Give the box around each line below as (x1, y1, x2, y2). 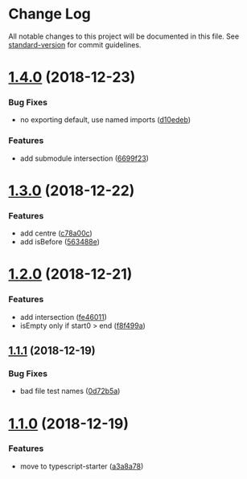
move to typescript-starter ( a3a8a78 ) (19, 461, 144, 471)
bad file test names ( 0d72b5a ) (19, 387, 121, 396)
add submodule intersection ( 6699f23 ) (19, 154, 149, 163)
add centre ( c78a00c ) (19, 228, 93, 238)
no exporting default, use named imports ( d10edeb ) (19, 115, 191, 125)
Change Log (8, 5, 91, 23)
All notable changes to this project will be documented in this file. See (8, 31, 240, 41)
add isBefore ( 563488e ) (19, 237, 101, 247)
